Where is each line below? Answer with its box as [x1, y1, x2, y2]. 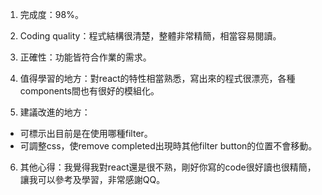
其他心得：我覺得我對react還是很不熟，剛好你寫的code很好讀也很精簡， [19, 161, 317, 173]
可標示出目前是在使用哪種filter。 [19, 128, 153, 139]
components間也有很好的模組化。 [19, 85, 160, 97]
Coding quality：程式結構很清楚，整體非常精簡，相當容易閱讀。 [19, 30, 282, 42]
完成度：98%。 [19, 9, 84, 20]
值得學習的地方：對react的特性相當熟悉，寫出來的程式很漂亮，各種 [19, 73, 296, 84]
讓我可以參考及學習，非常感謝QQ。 [19, 174, 166, 185]
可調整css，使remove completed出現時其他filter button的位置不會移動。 [19, 140, 318, 152]
